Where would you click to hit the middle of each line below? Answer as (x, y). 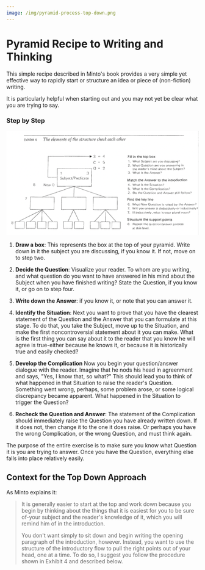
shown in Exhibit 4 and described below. (72, 561)
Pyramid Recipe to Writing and (85, 44)
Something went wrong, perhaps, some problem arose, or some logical (104, 389)
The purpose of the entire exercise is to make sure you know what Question (102, 445)
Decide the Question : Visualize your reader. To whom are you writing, (103, 269)
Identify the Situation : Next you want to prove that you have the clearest (106, 312)
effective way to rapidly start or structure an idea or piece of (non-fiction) (99, 80)
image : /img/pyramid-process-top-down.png (61, 13)
